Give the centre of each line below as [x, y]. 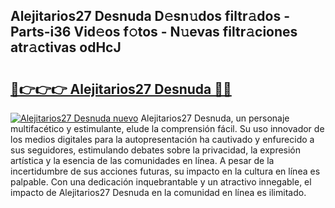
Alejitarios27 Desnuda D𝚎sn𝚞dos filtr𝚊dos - [150, 16]
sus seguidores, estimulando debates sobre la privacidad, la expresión [156, 150]
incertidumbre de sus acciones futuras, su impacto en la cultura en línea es [165, 171]
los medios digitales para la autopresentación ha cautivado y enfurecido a [162, 139]
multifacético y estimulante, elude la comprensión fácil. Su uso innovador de [167, 128]
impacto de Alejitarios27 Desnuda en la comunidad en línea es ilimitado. [158, 192]
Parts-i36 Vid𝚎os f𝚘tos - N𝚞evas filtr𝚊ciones [154, 32]
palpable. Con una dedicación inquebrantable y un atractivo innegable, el [161, 182]
